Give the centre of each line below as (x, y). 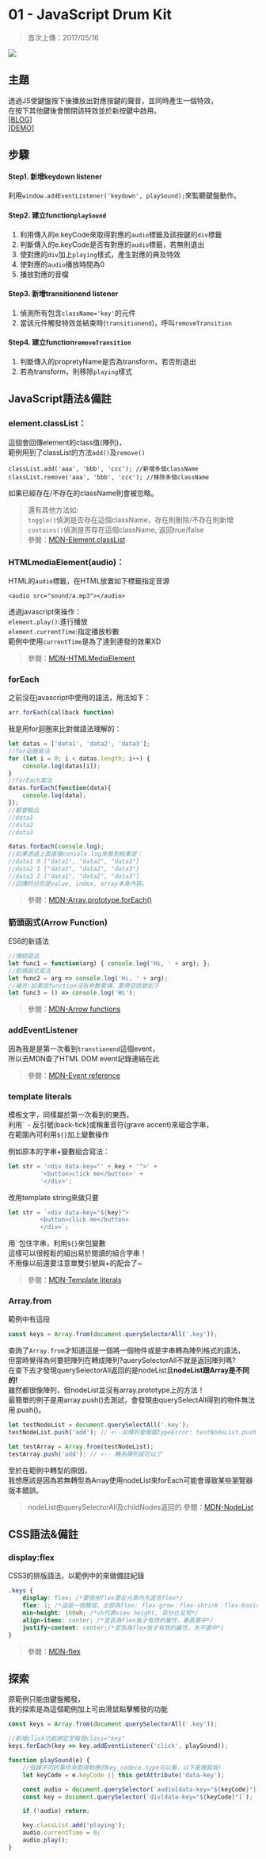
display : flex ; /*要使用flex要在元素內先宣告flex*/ (103, 1598)
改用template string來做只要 (53, 1197)
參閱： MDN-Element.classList (76, 539)
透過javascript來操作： (45, 611)
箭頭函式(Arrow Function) (58, 922)
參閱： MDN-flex (54, 1651)
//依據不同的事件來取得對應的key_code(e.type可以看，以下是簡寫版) (122, 1768)
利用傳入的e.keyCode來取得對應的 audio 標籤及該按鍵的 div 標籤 (121, 234)
